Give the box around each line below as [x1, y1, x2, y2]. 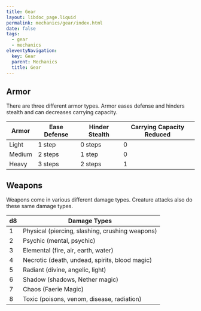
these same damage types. [6, 203, 74, 209]
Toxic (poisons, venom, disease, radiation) [23, 295, 142, 303]
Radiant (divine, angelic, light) [23, 266, 106, 274]
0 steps [80, 141, 102, 149]
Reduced [144, 130, 171, 139]
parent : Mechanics [11, 59, 58, 65]
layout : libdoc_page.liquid [6, 14, 77, 20]
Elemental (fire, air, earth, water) [23, 246, 114, 254]
